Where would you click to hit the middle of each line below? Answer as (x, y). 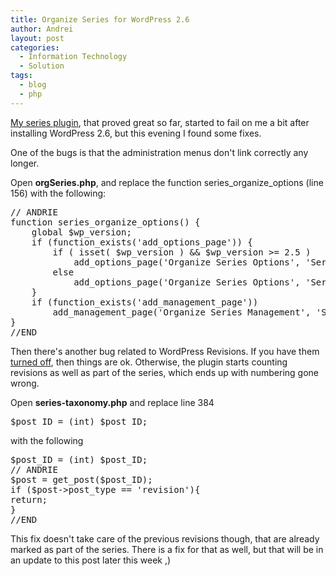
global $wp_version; (81, 232)
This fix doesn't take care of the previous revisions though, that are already (165, 538)
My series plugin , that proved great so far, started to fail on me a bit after (160, 122)
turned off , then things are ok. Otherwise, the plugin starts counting (149, 362)
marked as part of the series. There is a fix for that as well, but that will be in (167, 549)
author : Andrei (42, 29)
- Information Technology (73, 57)
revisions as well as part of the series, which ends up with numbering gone (165, 372)
